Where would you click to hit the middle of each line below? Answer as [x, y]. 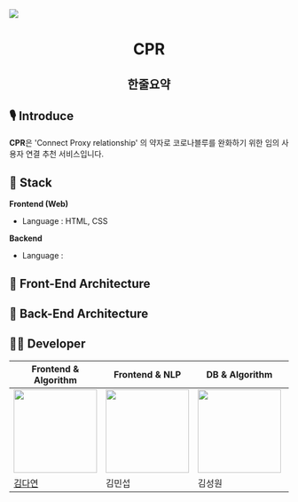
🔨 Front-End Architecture [80, 283]
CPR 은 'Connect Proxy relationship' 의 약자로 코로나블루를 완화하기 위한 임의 [145, 143]
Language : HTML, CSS [65, 221]
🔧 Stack [31, 183]
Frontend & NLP [148, 374]
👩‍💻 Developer [47, 344]
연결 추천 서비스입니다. [65, 154]
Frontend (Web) [39, 204]
